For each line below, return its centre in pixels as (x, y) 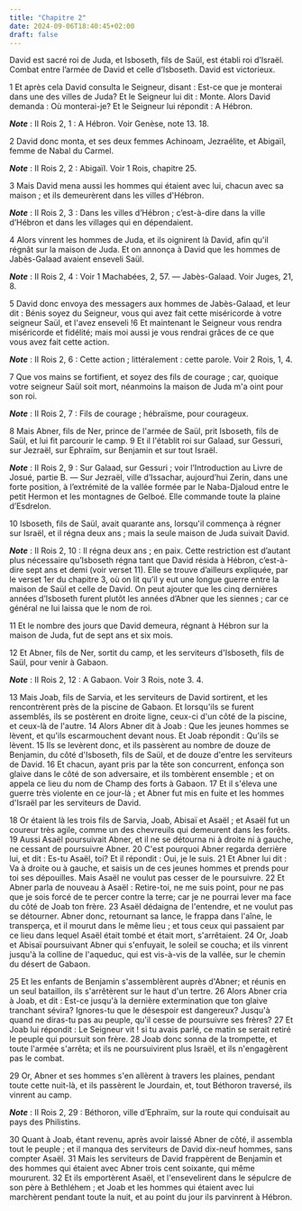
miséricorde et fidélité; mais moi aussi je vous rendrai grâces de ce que (142, 333)
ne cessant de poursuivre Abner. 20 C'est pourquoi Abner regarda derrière (148, 849)
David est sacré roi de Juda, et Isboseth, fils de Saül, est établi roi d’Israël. (146, 60)
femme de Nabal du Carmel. (62, 151)
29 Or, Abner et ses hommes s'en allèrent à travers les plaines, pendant (142, 1076)
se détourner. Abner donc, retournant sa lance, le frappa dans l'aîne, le (141, 916)
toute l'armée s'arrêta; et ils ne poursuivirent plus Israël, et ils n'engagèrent (149, 1049)
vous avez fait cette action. (59, 342)
